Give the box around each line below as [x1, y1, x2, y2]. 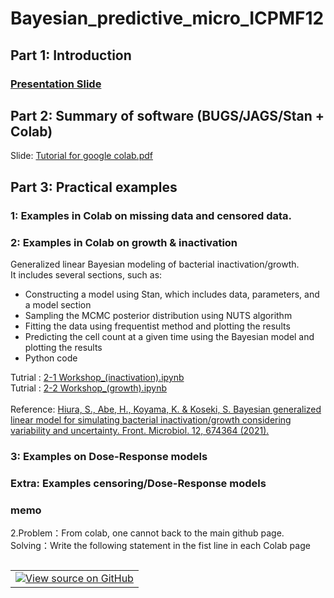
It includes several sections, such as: [10, 268, 163, 281]
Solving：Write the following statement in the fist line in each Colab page [10, 540, 311, 552]
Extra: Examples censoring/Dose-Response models [10, 476, 267, 490]
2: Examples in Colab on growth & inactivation [10, 235, 238, 249]
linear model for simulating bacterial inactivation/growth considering [10, 413, 292, 426]
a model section [24, 298, 92, 311]
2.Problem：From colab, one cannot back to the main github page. [10, 527, 285, 539]
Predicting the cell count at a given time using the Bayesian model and [24, 330, 315, 342]
